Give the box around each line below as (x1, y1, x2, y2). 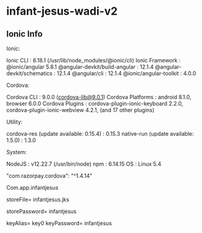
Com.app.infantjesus (6, 184, 59, 191)
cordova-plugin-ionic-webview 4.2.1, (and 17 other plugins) (6, 106, 154, 114)
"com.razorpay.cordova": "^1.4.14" (6, 172, 93, 179)
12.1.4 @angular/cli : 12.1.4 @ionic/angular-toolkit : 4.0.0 (57, 70, 197, 77)
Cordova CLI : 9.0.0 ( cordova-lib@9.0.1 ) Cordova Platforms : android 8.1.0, (6, 94, 192, 100)
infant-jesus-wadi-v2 (6, 4, 118, 18)
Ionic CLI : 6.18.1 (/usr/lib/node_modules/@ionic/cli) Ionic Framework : (6, 57, 181, 64)
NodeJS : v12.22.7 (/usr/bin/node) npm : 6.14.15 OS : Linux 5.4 (6, 160, 162, 168)
